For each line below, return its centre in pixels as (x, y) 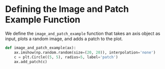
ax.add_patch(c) (31, 62)
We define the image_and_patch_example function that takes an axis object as (83, 33)
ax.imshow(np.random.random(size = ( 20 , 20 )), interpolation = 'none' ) (85, 52)
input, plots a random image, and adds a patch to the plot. (64, 39)
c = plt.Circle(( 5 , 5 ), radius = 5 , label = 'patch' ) (66, 57)
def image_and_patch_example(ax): (41, 48)
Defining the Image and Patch (67, 9)
